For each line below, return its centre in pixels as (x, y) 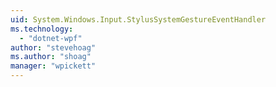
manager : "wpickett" (53, 66)
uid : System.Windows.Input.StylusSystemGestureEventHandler (138, 19)
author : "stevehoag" (53, 47)
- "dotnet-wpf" (51, 38)
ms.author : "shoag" (51, 57)
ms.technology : (42, 29)
